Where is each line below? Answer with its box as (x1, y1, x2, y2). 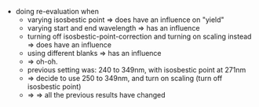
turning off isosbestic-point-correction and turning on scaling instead (27, 31, 252, 41)
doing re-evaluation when (15, 7, 100, 16)
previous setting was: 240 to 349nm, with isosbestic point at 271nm (27, 65, 246, 74)
